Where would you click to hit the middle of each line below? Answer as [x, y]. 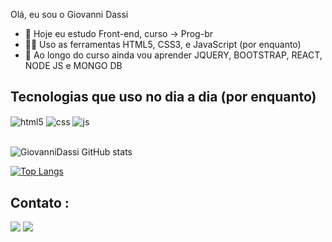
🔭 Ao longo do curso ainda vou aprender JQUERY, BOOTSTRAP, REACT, [173, 55]
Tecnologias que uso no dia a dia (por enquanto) [163, 97]
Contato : [40, 202]
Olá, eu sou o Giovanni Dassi [69, 14]
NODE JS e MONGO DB [73, 65]
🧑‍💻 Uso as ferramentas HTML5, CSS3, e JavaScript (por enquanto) [163, 44]
